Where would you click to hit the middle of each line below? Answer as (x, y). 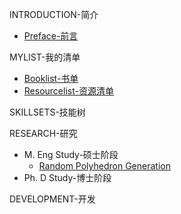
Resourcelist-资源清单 (68, 91)
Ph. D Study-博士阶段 (67, 177)
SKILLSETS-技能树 (47, 112)
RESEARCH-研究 (43, 133)
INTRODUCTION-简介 (54, 14)
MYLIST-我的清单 (45, 57)
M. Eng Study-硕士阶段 (71, 154)
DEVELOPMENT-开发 (52, 199)
